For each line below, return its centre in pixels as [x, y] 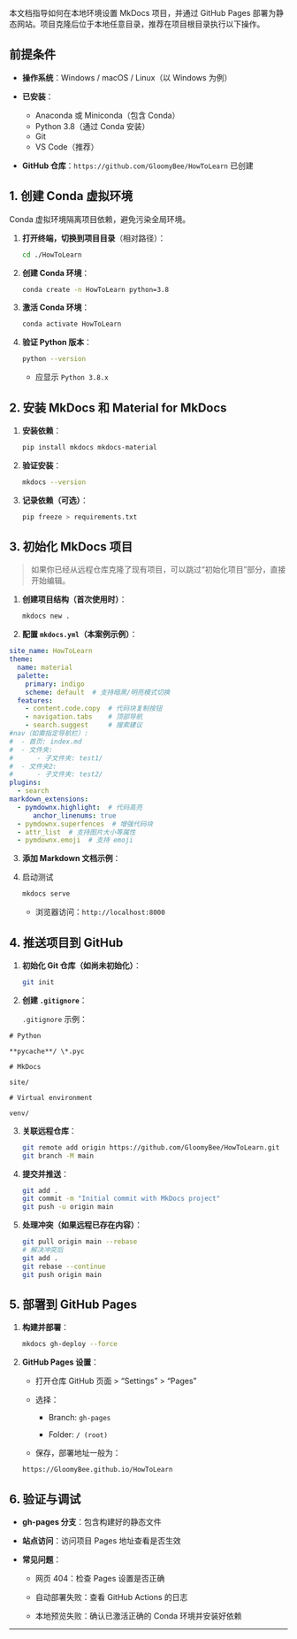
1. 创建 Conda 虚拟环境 [71, 196]
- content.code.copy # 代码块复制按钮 [94, 709]
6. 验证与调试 [45, 1499]
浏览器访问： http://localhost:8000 [100, 912]
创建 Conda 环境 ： [56, 273]
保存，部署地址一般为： [78, 1453]
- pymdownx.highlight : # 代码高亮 [80, 807]
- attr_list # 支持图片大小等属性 [76, 832]
